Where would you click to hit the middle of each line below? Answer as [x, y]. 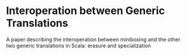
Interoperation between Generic [85, 11]
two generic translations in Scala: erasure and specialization [78, 46]
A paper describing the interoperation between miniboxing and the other [93, 39]
